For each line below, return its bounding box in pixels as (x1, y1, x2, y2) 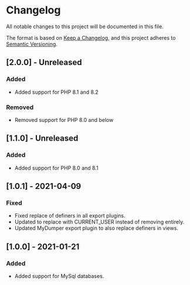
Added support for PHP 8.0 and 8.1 (14, 164, 99, 171)
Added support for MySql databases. (14, 272, 104, 279)
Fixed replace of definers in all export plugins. (14, 212, 125, 219)
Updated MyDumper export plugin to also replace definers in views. (14, 225, 179, 232)
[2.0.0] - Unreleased (6, 57, 82, 67)
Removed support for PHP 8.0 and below (14, 116, 114, 123)
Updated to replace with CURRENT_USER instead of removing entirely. (14, 218, 185, 226)
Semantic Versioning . (6, 40, 57, 48)
